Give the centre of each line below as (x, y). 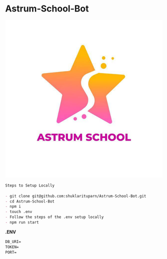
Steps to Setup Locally (30, 185)
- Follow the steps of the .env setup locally (54, 217)
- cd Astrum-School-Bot (30, 201)
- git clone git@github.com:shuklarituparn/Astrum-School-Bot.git (76, 196)
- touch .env (19, 212)
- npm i (13, 206)
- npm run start (22, 222)
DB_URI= (13, 241)
